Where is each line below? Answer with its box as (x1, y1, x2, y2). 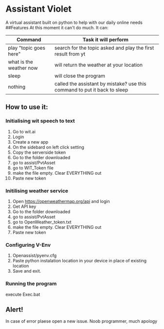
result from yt (55, 50, 86, 57)
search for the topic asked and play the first (55, 44, 154, 51)
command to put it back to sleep (55, 86, 128, 93)
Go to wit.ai (12, 128, 36, 134)
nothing (8, 83, 26, 90)
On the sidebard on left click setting (12, 144, 85, 150)
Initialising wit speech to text (5, 118, 75, 125)
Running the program (5, 280, 57, 287)
